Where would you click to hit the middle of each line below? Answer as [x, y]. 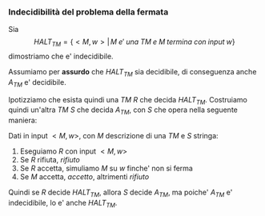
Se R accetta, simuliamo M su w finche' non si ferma [106, 168]
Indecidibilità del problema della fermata [88, 12]
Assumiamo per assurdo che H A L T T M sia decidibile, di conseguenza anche [132, 73]
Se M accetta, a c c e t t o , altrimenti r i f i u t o [84, 177]
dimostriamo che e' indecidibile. [61, 56]
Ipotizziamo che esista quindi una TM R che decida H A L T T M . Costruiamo [128, 100]
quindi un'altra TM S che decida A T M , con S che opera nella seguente [123, 111]
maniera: [23, 120]
